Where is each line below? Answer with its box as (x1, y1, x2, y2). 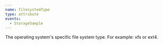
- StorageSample (9, 21, 43, 26)
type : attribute (5, 12, 39, 17)
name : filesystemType (5, 7, 50, 12)
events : (5, 16, 21, 21)
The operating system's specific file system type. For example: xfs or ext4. (5, 34, 158, 40)
